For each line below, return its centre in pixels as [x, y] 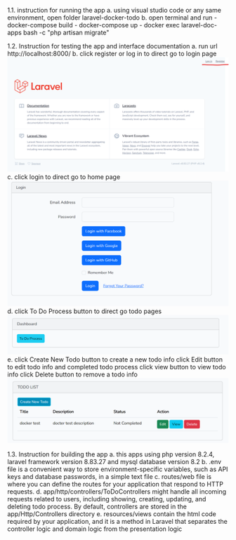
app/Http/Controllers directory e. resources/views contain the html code [112, 514]
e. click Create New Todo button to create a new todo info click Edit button [115, 359]
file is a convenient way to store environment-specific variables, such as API [118, 469]
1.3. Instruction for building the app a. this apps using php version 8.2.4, [111, 454]
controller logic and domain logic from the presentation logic [95, 529]
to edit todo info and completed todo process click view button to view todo [117, 367]
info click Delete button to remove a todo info [73, 374]
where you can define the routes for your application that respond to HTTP [115, 484]
